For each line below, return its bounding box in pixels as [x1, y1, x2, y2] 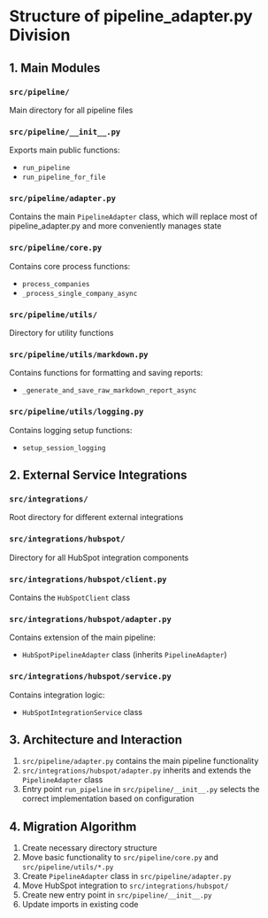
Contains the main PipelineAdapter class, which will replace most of [9, 211, 258, 222]
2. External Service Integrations [9, 468, 188, 483]
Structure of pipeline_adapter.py [9, 6, 254, 27]
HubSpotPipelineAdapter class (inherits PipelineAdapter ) [21, 650, 227, 660]
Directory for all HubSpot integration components [9, 552, 189, 563]
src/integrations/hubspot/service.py [9, 672, 172, 681]
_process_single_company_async [21, 289, 138, 298]
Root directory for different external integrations [9, 512, 184, 523]
